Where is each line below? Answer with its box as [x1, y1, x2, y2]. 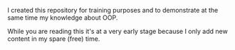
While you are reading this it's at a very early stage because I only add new [7, 27, 228, 35]
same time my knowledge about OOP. [7, 13, 118, 22]
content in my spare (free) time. [7, 35, 100, 43]
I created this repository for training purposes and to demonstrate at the [7, 6, 219, 14]
